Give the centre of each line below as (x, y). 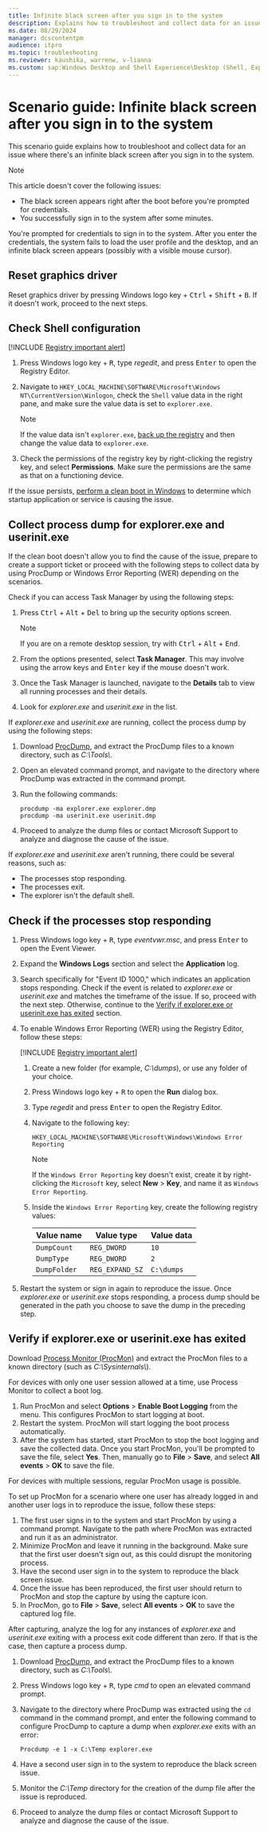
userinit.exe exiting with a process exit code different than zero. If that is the (133, 1637)
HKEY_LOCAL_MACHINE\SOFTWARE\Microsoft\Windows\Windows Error (137, 1137)
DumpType (52, 1258)
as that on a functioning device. (72, 476)
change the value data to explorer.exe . (84, 443)
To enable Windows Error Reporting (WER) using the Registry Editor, (132, 1028)
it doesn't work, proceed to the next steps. (78, 303)
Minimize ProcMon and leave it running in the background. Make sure (134, 1546)
